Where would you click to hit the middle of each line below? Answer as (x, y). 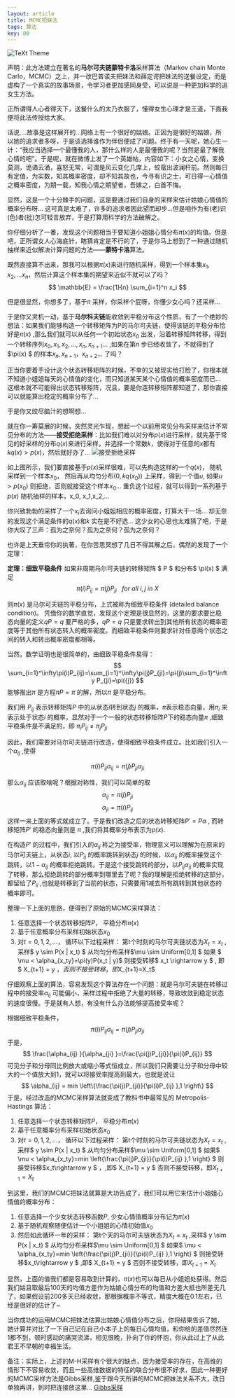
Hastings (20, 1107)
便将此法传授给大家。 (38, 118)
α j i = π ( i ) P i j (117, 808)
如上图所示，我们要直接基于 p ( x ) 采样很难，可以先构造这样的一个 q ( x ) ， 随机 (115, 467)
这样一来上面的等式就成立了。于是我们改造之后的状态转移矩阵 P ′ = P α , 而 (113, 821)
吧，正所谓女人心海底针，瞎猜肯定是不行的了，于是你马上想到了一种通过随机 (117, 241)
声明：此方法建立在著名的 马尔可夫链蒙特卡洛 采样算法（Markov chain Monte (116, 68)
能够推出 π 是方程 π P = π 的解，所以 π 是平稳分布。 (79, 692)
